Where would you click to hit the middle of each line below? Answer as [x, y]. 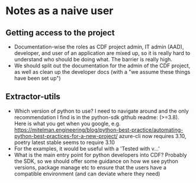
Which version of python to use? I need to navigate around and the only [101, 111]
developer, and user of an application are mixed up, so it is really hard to [102, 53]
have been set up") [37, 78]
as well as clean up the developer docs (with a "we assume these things [102, 72]
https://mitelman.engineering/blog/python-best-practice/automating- [99, 130]
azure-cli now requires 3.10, [152, 136]
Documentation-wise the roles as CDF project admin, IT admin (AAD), [99, 47]
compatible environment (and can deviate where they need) [87, 174]
